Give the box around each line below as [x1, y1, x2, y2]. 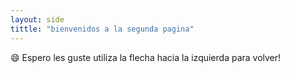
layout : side [10, 14, 65, 25]
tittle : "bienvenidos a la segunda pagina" [10, 24, 195, 34]
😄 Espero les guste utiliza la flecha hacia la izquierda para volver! [10, 51, 282, 63]
